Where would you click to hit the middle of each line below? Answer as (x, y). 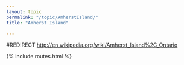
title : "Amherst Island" (37, 23)
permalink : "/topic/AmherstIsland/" (52, 17)
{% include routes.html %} (39, 57)
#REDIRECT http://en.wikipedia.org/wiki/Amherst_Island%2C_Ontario (92, 45)
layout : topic (24, 12)
